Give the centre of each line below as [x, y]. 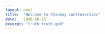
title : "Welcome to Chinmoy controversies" [53, 14]
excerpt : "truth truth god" [35, 24]
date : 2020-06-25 [26, 19]
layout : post [19, 10]
